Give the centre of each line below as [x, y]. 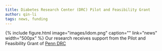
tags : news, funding [27, 19]
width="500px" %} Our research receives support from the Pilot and [76, 38]
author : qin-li [21, 14]
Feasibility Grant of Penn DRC [36, 44]
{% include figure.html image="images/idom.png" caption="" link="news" [81, 33]
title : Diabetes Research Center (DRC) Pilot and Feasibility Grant [78, 10]
